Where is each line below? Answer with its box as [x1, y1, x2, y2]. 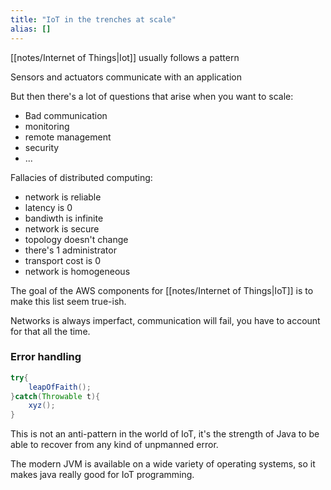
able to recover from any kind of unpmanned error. [10, 439, 219, 451]
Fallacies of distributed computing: [10, 171, 153, 183]
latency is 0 [24, 201, 73, 213]
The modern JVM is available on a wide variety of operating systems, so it [10, 458, 316, 470]
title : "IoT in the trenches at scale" [10, 14, 177, 25]
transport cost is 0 [24, 254, 101, 266]
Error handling [10, 350, 82, 364]
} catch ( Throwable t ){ [10, 391, 101, 401]
